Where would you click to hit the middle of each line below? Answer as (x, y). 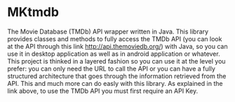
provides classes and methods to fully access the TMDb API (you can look (115, 38)
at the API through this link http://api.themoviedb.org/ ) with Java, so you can (117, 46)
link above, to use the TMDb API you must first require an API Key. (103, 91)
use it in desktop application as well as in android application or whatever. (114, 54)
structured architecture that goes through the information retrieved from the (117, 76)
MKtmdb (33, 12)
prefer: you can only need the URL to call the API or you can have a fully (111, 68)
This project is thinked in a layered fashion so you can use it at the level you (116, 61)
